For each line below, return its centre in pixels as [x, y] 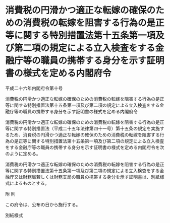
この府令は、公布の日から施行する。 [43, 204]
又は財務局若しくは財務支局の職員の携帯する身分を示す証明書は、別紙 [87, 177]
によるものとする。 [29, 183]
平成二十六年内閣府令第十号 [34, 88]
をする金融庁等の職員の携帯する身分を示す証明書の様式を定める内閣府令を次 [85, 147]
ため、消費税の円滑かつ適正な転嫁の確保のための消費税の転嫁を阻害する [84, 134]
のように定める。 [23, 154]
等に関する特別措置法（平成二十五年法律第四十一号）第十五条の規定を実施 [82, 128]
